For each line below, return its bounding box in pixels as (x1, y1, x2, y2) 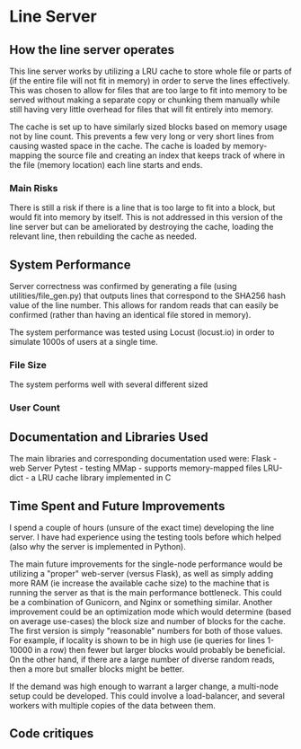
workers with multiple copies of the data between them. (9, 700, 216, 710)
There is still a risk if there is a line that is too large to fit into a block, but (9, 202, 276, 213)
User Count (9, 401, 60, 414)
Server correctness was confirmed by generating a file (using (9, 281, 237, 292)
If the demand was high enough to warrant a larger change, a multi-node (9, 681, 279, 692)
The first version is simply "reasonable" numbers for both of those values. (9, 625, 283, 636)
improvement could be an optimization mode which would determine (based (9, 606, 292, 617)
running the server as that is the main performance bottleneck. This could (9, 586, 282, 598)
